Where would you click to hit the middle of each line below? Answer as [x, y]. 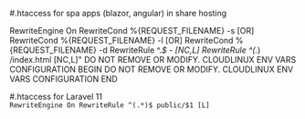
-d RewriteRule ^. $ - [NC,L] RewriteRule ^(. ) [180, 50]
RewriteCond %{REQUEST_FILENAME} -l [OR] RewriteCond [121, 40]
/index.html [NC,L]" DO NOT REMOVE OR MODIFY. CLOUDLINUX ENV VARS [153, 59]
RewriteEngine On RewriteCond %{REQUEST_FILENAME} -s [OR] [132, 30]
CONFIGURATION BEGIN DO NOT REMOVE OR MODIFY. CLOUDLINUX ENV [152, 69]
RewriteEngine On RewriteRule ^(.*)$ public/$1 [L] [110, 105]
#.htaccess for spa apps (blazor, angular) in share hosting [118, 13]
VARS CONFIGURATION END [64, 79]
